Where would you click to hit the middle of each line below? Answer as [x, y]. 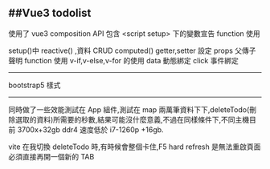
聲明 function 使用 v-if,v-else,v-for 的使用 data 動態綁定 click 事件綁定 [123, 60]
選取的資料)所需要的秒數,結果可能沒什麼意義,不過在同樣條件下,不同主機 [132, 119]
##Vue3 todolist [50, 13]
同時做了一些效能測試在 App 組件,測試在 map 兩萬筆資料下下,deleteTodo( [129, 109]
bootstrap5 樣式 [35, 85]
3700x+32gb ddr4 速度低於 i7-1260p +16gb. [90, 129]
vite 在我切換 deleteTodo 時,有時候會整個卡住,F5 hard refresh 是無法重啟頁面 [135, 147]
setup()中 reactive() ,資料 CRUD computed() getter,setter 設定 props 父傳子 [132, 50]
